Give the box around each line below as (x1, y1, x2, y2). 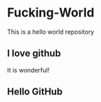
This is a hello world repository (7, 28, 95, 36)
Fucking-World (7, 5, 95, 21)
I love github (7, 48, 61, 59)
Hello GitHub (7, 86, 63, 98)
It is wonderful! (7, 65, 50, 74)
